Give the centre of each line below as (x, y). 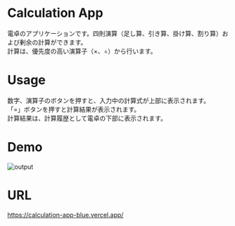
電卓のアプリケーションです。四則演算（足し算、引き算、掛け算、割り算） (115, 33)
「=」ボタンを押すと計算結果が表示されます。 (74, 109)
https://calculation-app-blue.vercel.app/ (65, 215)
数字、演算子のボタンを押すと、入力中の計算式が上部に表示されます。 (109, 100)
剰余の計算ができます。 (53, 42)
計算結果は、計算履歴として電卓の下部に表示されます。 (87, 118)
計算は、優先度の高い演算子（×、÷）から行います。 (82, 51)
